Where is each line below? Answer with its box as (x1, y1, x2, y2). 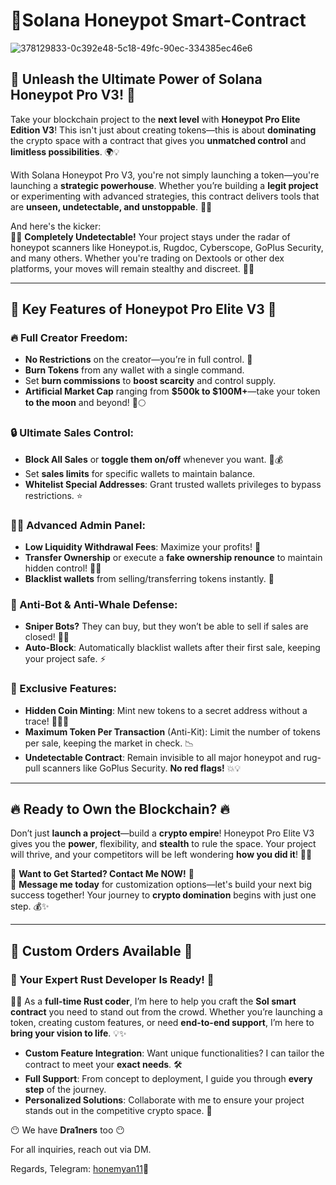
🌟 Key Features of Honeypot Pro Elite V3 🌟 (10, 301, 277, 318)
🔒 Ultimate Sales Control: (10, 426, 135, 440)
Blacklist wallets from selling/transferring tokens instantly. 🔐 (24, 573, 275, 585)
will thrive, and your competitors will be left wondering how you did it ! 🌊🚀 (10, 849, 313, 861)
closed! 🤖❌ (24, 631, 70, 643)
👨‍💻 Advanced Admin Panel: (10, 518, 146, 532)
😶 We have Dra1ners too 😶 (10, 1124, 125, 1136)
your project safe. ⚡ (24, 653, 107, 665)
